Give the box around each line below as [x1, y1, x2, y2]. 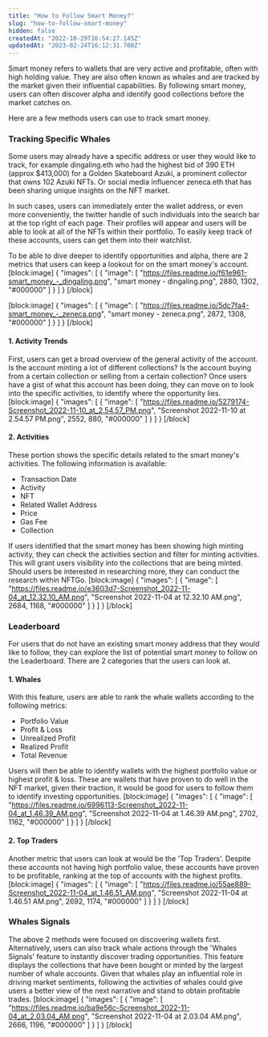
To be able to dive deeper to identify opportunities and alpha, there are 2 [8, 251, 249, 261]
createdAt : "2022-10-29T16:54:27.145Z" [8, 34, 142, 43]
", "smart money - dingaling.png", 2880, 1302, [107, 276, 259, 286]
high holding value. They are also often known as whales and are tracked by [8, 72, 260, 82]
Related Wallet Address [19, 500, 98, 509]
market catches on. [8, 98, 72, 108]
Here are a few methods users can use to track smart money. [8, 113, 211, 123]
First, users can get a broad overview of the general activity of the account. [8, 354, 258, 364]
